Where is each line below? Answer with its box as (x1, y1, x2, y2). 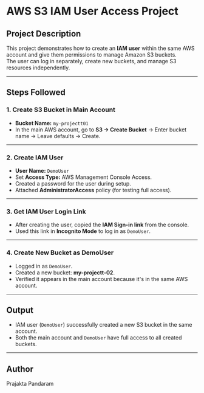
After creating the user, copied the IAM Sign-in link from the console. (15, 221, 189, 229)
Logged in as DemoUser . (15, 262, 73, 270)
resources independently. (6, 64, 70, 71)
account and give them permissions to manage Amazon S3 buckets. (6, 51, 177, 58)
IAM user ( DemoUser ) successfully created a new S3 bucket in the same (15, 321, 192, 329)
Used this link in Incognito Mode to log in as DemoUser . (15, 228, 151, 235)
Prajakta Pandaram (6, 380, 54, 388)
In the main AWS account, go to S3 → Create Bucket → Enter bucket (15, 126, 187, 133)
